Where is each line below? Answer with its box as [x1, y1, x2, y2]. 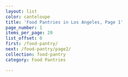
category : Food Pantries [5, 57, 66, 63]
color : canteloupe [5, 14, 50, 20]
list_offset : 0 [5, 35, 43, 41]
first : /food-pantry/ [5, 41, 58, 47]
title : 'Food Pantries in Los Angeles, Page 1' [5, 19, 124, 25]
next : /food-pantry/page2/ [5, 46, 71, 52]
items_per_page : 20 [5, 30, 53, 36]
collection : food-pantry [5, 52, 66, 57]
